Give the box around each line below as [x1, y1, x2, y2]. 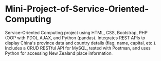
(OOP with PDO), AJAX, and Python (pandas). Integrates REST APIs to [5, 35, 145, 41]
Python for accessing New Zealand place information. [5, 50, 113, 56]
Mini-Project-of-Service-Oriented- [5, 3, 149, 15]
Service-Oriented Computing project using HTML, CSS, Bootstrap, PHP [5, 30, 148, 35]
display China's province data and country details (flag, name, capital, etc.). [5, 40, 157, 46]
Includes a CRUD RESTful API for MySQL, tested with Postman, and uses [5, 45, 151, 51]
